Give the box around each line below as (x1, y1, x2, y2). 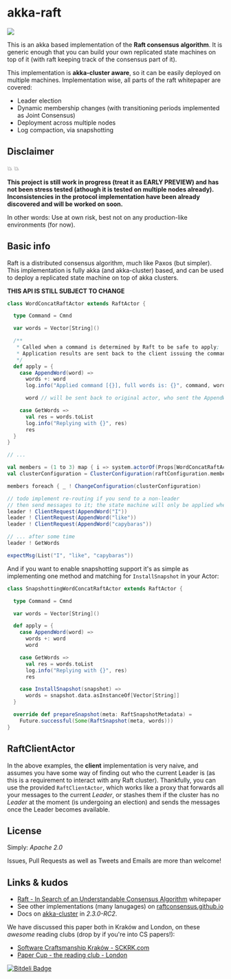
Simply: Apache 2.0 (7, 843, 63, 852)
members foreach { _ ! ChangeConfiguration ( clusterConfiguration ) (7, 482, 201, 490)
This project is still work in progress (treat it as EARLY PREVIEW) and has (7, 178, 219, 186)
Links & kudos (7, 876, 69, 888)
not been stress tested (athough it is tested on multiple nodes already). (7, 185, 214, 194)
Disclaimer (7, 146, 54, 158)
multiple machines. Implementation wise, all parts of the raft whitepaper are (7, 76, 221, 84)
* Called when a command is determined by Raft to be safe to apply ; (16, 344, 220, 351)
